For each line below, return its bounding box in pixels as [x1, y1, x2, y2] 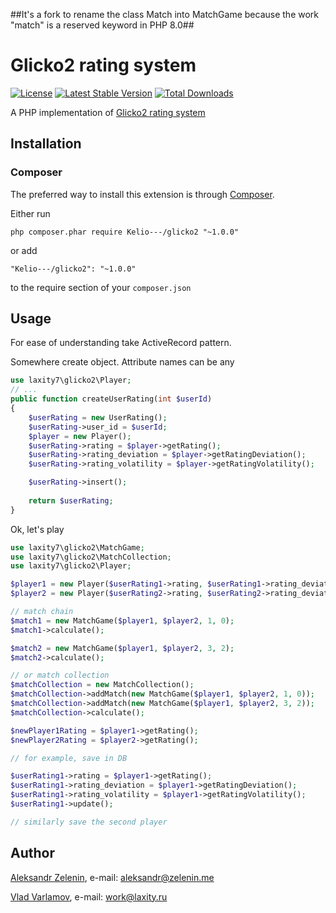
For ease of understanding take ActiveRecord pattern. [10, 337, 232, 349]
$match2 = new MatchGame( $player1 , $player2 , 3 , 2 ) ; [10, 643, 235, 653]
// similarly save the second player [10, 817, 168, 827]
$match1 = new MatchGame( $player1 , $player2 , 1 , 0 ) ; [10, 615, 235, 626]
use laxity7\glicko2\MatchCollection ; [10, 552, 172, 562]
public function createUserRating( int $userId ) [10, 394, 213, 404]
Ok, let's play [10, 523, 65, 535]
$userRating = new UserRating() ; [28, 412, 168, 423]
